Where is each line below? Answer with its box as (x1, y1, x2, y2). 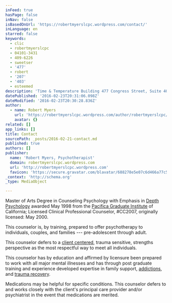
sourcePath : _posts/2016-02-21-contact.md (5, 136, 97, 142)
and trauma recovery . (5, 271, 51, 277)
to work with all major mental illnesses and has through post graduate (5, 260, 152, 267)
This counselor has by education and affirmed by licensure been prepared (5, 255, 162, 261)
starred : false (5, 31, 38, 36)
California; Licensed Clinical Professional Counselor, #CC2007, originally (5, 209, 158, 215)
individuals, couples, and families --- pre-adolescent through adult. (5, 229, 147, 236)
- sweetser (10, 60, 33, 65)
